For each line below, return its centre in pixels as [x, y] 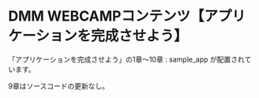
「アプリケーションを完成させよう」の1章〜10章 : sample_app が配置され [126, 59]
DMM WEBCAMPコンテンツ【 [106, 16]
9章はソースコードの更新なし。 [58, 86]
